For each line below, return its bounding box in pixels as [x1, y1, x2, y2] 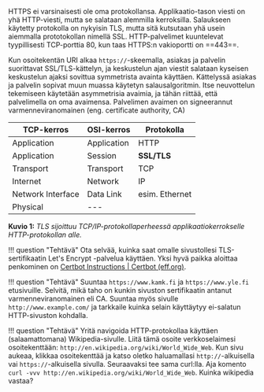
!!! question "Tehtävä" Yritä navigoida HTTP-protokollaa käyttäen [8, 326, 218, 335]
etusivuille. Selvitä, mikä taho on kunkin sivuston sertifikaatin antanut [8, 286, 232, 294]
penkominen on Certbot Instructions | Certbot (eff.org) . [8, 262, 187, 271]
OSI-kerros [87, 124, 131, 135]
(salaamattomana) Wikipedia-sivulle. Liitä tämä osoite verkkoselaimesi [8, 335, 236, 343]
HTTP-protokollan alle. [8, 230, 82, 239]
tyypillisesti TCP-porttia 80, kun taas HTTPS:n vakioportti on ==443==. [8, 40, 240, 50]
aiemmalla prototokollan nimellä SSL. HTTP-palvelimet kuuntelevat [8, 31, 224, 41]
